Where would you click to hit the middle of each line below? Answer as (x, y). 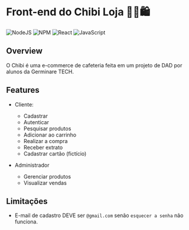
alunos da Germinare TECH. (40, 72)
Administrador (32, 165)
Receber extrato (43, 147)
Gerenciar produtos (47, 176)
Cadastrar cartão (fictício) (55, 153)
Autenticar (36, 122)
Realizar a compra (45, 141)
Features (23, 90)
